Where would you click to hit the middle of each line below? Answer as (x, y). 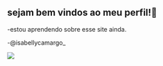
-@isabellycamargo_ (36, 43)
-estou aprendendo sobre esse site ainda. (67, 29)
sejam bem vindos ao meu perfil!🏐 (82, 13)
